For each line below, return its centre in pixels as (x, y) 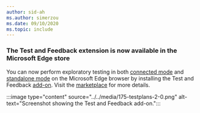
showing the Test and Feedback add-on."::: (106, 103)
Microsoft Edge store (38, 58)
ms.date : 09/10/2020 (33, 23)
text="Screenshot (28, 103)
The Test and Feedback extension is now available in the (92, 51)
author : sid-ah (26, 12)
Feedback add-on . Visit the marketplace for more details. (78, 85)
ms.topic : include (30, 29)
